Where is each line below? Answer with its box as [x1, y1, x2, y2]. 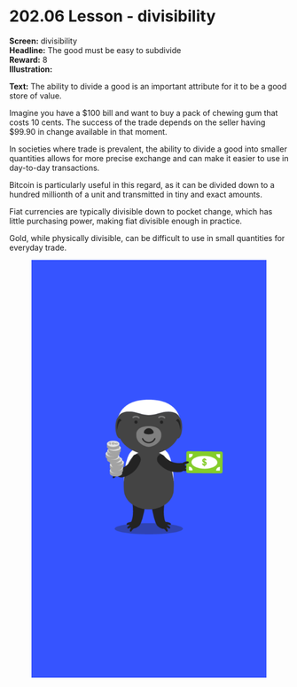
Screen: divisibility [9, 35, 78, 46]
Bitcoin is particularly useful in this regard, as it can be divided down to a [9, 179, 275, 190]
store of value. [9, 90, 62, 101]
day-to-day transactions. [9, 162, 100, 173]
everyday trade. [9, 242, 67, 253]
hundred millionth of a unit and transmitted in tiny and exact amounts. [9, 189, 263, 199]
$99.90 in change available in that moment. [9, 126, 168, 137]
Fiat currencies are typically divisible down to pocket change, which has [9, 206, 273, 216]
